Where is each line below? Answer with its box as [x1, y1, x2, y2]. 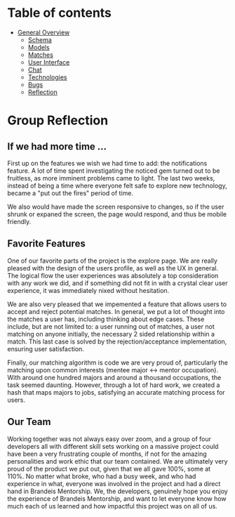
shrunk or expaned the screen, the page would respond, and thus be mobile [7, 209, 227, 218]
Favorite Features [7, 237, 86, 250]
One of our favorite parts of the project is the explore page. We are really [7, 256, 217, 265]
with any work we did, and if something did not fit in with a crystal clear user [7, 279, 228, 287]
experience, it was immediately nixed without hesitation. [7, 286, 170, 294]
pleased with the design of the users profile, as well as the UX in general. [7, 263, 219, 272]
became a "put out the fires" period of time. [7, 188, 133, 197]
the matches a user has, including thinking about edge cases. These [7, 315, 205, 323]
